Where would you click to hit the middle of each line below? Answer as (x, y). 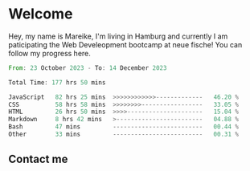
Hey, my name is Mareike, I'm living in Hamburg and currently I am (118, 36)
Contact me (38, 159)
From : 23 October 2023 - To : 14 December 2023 (88, 68)
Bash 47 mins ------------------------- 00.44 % (124, 127)
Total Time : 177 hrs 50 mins (57, 82)
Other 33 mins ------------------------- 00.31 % (124, 134)
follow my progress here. (49, 53)
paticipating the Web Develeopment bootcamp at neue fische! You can (125, 44)
